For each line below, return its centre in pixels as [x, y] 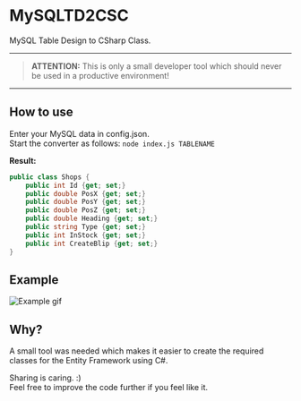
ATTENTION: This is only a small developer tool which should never [156, 66]
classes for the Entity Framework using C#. [89, 361]
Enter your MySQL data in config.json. [79, 133]
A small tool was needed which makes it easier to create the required [137, 351]
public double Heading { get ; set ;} [92, 219]
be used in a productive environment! [100, 75]
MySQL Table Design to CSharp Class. [80, 40]
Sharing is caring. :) [46, 378]
